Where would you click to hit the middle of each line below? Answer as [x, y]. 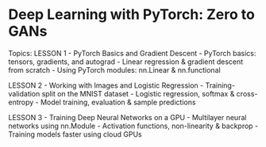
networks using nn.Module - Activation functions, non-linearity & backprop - [133, 126]
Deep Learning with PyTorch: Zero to [132, 15]
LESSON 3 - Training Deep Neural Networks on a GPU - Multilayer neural [127, 117]
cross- [247, 93]
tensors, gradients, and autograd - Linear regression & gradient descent [126, 62]
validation [24, 93]
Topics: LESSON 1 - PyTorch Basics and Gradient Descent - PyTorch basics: [132, 53]
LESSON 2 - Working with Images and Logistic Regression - [106, 85]
